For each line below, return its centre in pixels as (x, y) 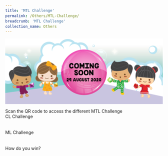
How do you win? (23, 148)
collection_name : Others (31, 26)
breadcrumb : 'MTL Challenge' (35, 21)
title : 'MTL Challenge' (30, 10)
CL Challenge (19, 116)
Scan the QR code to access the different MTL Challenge (64, 111)
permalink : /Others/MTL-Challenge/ (42, 16)
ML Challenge (19, 132)
